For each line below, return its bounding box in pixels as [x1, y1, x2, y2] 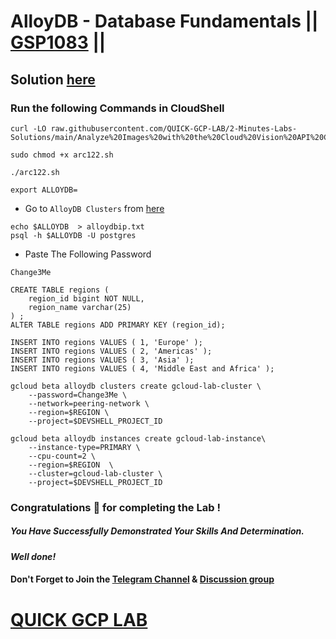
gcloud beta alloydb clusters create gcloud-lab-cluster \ [10, 381, 262, 391]
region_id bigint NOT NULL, [28, 293, 145, 304]
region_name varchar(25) [28, 302, 132, 312]
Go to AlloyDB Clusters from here [24, 202, 165, 214]
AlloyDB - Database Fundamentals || [10, 10, 319, 33]
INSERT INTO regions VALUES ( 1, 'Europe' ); [10, 337, 203, 347]
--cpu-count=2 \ [28, 451, 97, 461]
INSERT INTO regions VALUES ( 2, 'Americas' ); [10, 346, 213, 356]
